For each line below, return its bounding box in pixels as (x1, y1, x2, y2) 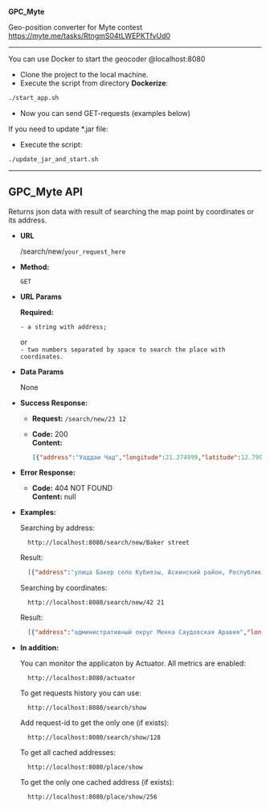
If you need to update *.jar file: (8, 124, 108, 134)
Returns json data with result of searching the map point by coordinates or (8, 206, 255, 216)
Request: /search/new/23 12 (31, 413, 127, 423)
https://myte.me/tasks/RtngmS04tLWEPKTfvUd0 (8, 31, 171, 40)
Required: (19, 307, 54, 317)
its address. (8, 215, 47, 225)
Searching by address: (19, 523, 95, 533)
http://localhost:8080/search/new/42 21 (27, 599, 165, 607)
